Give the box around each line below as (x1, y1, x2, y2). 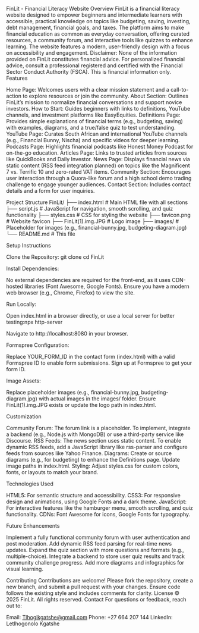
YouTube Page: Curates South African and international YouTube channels (6, 130, 188, 137)
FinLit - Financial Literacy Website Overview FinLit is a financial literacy (6, 5, 180, 12)
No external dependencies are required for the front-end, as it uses (6, 277, 171, 283)
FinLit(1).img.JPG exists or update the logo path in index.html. (6, 402, 156, 408)
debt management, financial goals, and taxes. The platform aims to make (6, 24, 184, 31)
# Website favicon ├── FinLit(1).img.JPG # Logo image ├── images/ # (6, 218, 179, 225)
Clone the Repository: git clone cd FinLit (6, 253, 105, 261)
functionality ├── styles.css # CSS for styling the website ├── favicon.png (6, 211, 191, 218)
